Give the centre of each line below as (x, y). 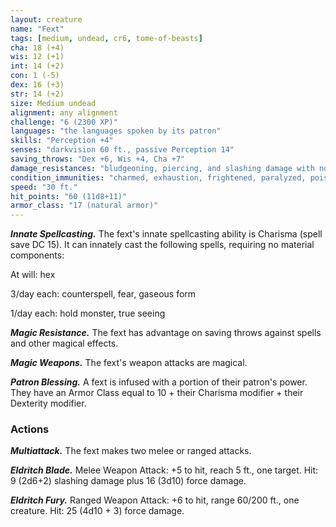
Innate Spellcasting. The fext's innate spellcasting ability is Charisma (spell (166, 234)
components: (37, 255)
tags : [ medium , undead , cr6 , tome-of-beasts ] (106, 38)
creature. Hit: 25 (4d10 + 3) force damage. (97, 511)
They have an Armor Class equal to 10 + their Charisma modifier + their (157, 393)
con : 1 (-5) (35, 76)
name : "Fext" (37, 29)
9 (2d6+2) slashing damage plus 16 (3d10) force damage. (128, 481)
